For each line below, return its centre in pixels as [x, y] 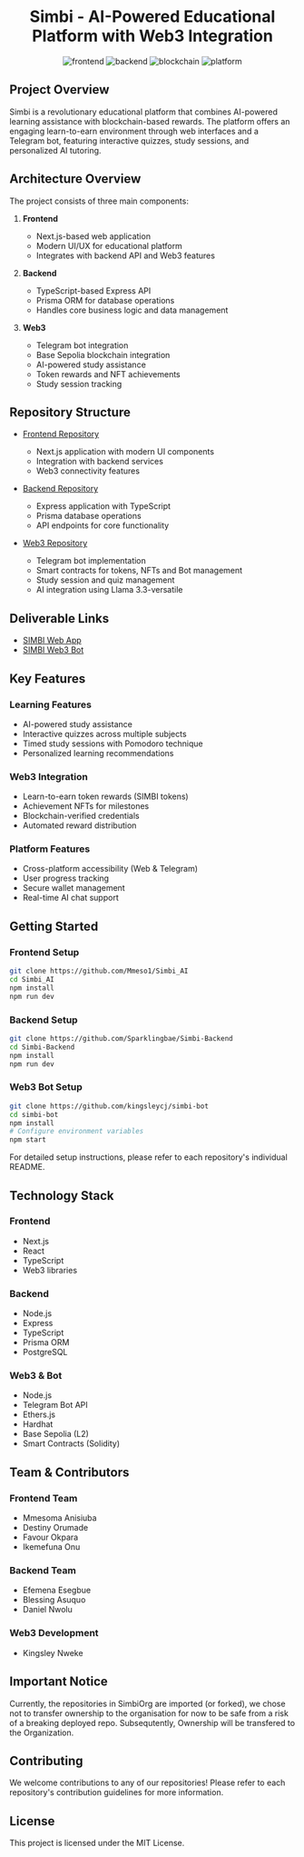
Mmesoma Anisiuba [59, 1518]
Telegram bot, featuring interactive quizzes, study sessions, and [129, 140]
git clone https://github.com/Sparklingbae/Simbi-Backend [121, 1038]
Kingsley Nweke [53, 1652]
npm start [28, 1140]
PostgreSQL [45, 1353]
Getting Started [54, 926]
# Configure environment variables [77, 1132]
